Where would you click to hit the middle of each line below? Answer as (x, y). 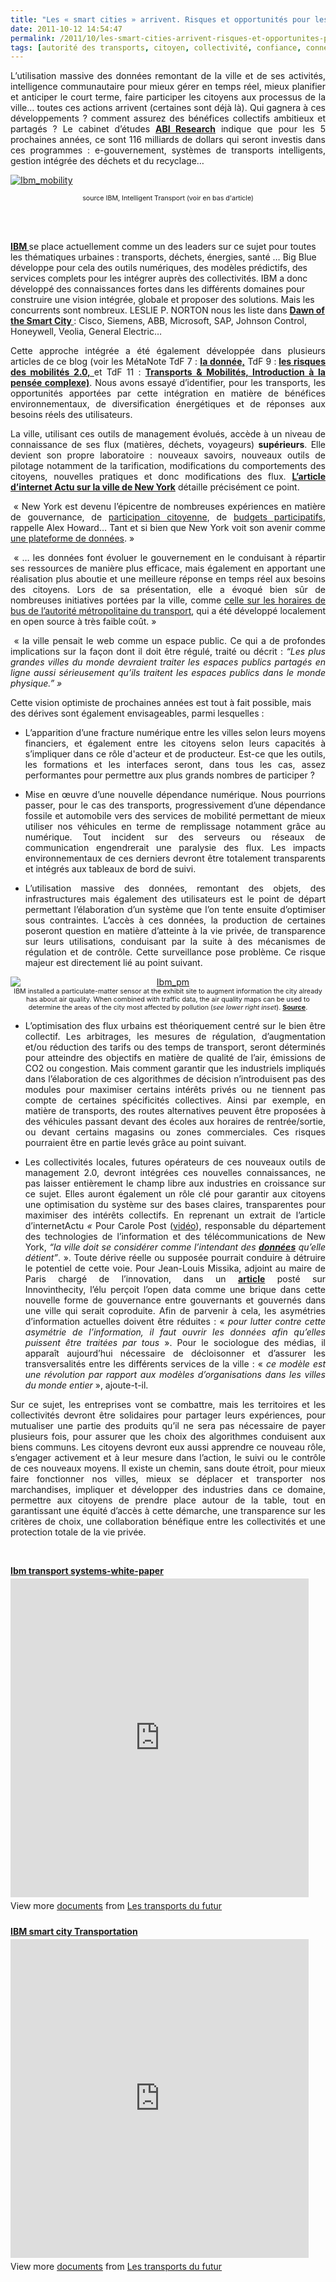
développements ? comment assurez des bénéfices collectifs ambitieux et (168, 118)
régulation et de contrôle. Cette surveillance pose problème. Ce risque (175, 952)
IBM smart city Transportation (74, 1932)
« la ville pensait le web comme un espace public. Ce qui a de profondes (169, 641)
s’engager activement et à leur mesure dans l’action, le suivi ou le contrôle (168, 1458)
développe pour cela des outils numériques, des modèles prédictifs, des (159, 268)
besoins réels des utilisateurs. (71, 415)
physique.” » (36, 683)
